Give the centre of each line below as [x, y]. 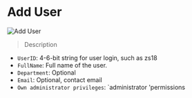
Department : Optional [46, 72]
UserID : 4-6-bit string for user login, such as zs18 [87, 58]
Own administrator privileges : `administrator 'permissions [101, 87]
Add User [35, 12]
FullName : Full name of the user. [62, 65]
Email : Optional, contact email [59, 79]
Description [40, 44]
